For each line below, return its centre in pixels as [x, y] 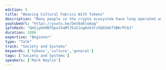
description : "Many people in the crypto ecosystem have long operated [80, 19]
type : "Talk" [19, 42]
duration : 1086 [21, 33]
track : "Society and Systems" [36, 46]
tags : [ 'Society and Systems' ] [37, 55]
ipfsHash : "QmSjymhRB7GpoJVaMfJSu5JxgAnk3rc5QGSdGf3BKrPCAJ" [69, 28]
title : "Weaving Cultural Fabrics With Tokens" [55, 14]
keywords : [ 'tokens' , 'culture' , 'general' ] [49, 51]
